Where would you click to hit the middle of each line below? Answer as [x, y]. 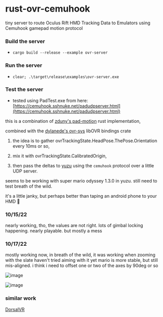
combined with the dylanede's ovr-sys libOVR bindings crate [68, 131]
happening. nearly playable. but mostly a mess [54, 231]
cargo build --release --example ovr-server [60, 53]
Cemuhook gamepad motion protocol [44, 28]
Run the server [24, 65]
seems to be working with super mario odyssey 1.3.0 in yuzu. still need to [81, 180]
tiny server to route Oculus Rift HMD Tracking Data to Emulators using [78, 23]
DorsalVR [15, 309]
